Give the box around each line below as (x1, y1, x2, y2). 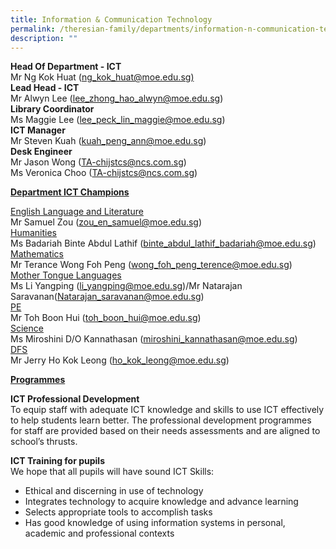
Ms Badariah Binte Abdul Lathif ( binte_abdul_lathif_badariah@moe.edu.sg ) (10, 237, 317, 250)
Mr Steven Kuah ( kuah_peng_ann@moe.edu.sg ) (10, 135, 207, 147)
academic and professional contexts (24, 527, 175, 540)
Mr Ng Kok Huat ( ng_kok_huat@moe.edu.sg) (10, 71, 195, 83)
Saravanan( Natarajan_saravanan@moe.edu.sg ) (10, 291, 205, 303)
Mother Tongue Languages (10, 269, 122, 281)
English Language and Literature (10, 206, 144, 218)
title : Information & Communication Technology (10, 14, 213, 25)
